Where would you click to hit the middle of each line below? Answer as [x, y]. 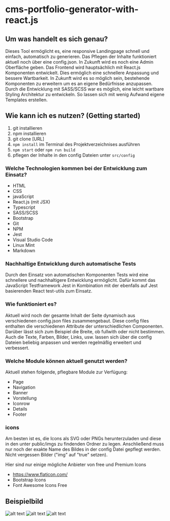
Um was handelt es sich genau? [56, 39]
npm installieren [30, 133]
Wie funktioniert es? [31, 304]
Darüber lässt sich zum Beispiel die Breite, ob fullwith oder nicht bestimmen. [85, 331]
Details [20, 409]
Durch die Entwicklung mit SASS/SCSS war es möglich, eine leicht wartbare [85, 89]
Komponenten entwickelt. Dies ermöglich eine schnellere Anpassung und [82, 73]
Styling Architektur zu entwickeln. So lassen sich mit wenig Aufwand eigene [85, 94]
